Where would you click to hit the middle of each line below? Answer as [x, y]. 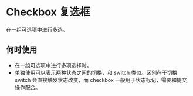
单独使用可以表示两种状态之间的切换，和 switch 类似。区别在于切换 [96, 72]
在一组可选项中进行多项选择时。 [53, 65]
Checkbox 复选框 [48, 12]
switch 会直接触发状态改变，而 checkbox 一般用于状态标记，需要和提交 [101, 80]
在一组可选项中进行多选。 [37, 29]
